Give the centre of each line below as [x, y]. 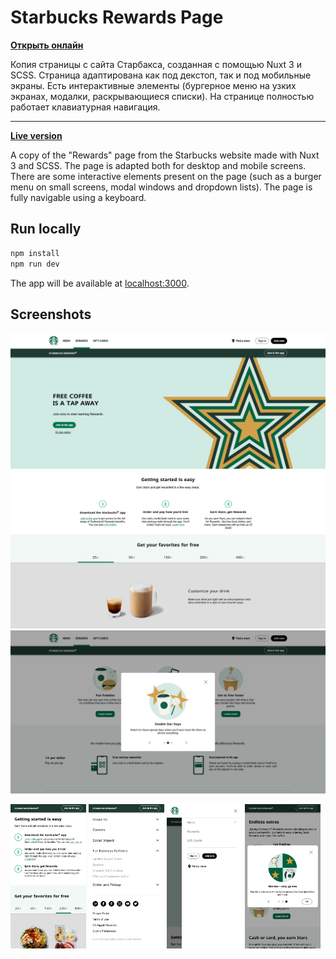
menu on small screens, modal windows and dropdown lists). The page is [161, 187]
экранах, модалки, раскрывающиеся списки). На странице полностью [162, 96]
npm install [35, 253]
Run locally [46, 229]
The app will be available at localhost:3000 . [100, 283]
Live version [36, 135]
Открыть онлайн [47, 45]
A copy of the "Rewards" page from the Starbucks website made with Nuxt [165, 155]
